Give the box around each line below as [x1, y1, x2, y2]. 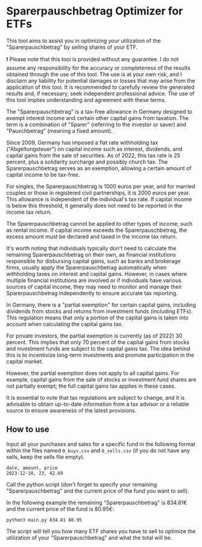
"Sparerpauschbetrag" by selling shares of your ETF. [6, 43, 137, 51]
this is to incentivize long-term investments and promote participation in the [6, 351, 195, 359]
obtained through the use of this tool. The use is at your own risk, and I [6, 71, 182, 78]
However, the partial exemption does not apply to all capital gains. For [6, 369, 180, 377]
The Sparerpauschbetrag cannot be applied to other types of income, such [6, 220, 193, 227]
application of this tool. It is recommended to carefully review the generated [6, 83, 195, 91]
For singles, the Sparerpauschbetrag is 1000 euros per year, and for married [6, 182, 195, 190]
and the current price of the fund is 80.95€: [6, 505, 115, 513]
